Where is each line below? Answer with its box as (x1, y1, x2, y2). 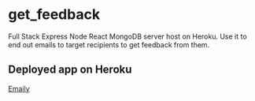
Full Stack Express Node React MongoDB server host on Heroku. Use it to (8, 32, 247, 41)
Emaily (8, 84, 30, 93)
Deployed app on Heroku (8, 63, 132, 77)
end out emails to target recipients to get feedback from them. (8, 39, 210, 49)
